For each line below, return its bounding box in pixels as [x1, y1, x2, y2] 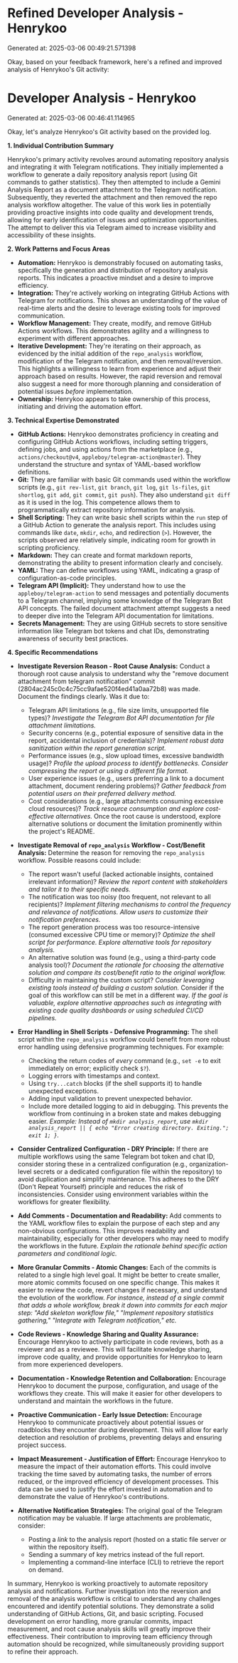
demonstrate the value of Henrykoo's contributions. [17, 1492, 169, 1501]
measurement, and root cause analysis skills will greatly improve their [7, 1625, 211, 1633]
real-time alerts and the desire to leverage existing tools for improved [17, 304, 220, 312]
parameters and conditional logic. [17, 1249, 117, 1258]
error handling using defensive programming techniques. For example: [17, 1042, 225, 1051]
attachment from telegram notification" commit [17, 677, 156, 685]
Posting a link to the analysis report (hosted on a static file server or [28, 1535, 227, 1543]
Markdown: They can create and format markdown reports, [17, 551, 193, 559]
